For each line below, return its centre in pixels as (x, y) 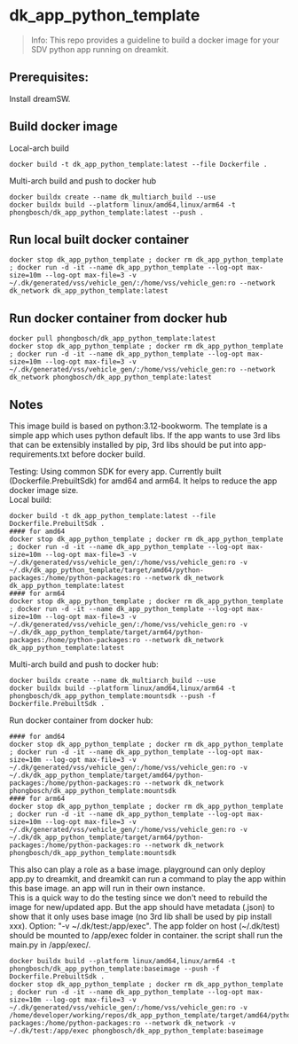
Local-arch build (39, 148)
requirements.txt (39, 454)
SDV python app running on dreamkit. (100, 49)
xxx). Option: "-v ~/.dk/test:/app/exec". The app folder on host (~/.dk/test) (145, 926)
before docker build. (109, 454)
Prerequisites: (49, 78)
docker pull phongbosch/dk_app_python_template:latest (113, 339)
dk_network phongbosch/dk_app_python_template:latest (111, 378)
